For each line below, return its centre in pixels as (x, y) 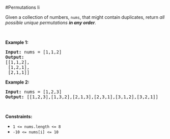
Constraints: (19, 116)
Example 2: (17, 82)
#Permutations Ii (22, 7)
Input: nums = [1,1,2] (34, 52)
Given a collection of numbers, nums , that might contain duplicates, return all (85, 17)
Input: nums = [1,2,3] (34, 92)
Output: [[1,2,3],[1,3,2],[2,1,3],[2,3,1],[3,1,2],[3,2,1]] (82, 97)
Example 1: (17, 42)
